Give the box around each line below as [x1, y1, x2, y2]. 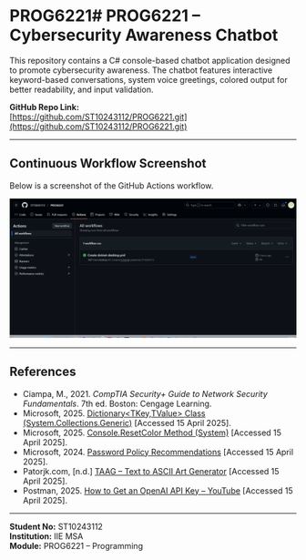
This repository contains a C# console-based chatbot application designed [9, 55, 291, 66]
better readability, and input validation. [9, 84, 154, 95]
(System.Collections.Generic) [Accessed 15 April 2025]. [22, 417, 232, 428]
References [9, 364, 76, 380]
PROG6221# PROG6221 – [9, 5, 200, 26]
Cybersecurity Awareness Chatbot [9, 25, 279, 46]
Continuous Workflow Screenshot [9, 156, 207, 171]
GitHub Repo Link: [9, 101, 80, 112]
